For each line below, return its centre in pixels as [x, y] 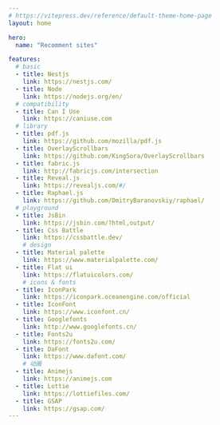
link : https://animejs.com [67, 379]
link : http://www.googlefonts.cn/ [80, 327]
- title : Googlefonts [51, 320]
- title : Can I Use [48, 111]
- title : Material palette [60, 252]
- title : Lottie [42, 386]
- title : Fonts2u [44, 334]
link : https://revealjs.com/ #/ [75, 186]
